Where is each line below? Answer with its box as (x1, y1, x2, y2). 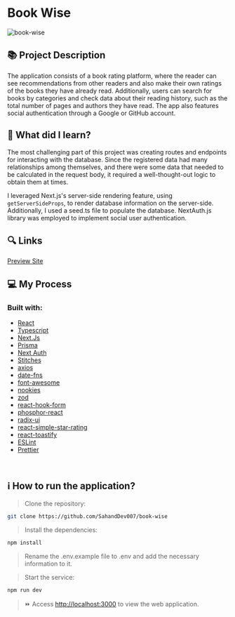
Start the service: (24, 573, 75, 581)
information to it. (24, 559, 72, 568)
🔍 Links (7, 234, 43, 246)
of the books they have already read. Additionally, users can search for (7, 86, 213, 95)
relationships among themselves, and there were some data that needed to (7, 163, 224, 171)
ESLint (17, 438, 36, 446)
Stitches (17, 356, 42, 364)
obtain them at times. (7, 178, 69, 186)
